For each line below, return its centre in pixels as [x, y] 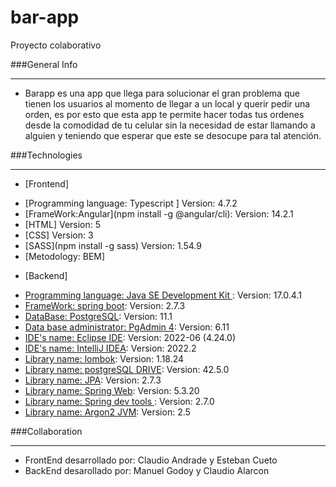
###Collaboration [46, 431]
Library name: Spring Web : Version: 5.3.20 [112, 390]
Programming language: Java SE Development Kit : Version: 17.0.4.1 [163, 295]
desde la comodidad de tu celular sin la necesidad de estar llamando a [170, 125]
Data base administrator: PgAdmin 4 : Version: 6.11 [127, 327]
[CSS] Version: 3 [59, 235]
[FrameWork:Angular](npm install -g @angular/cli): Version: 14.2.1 [159, 213]
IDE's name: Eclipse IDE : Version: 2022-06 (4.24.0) [130, 337]
